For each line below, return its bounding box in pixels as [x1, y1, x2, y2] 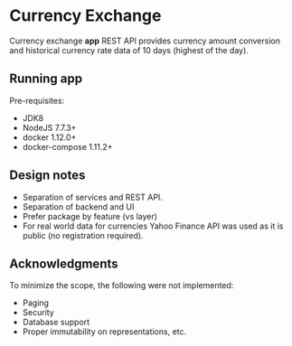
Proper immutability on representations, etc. [22, 326, 187, 337]
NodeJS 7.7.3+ [22, 122, 77, 133]
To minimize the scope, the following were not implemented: [9, 280, 234, 291]
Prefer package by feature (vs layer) [22, 210, 158, 221]
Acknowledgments [9, 256, 119, 271]
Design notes [9, 168, 86, 183]
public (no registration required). [22, 229, 144, 240]
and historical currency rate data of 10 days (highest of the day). [9, 44, 249, 55]
